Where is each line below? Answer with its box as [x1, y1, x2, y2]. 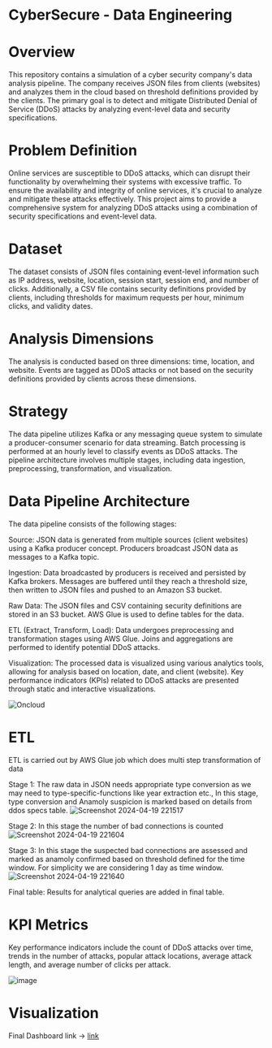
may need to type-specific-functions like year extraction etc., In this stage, [8, 788, 258, 798]
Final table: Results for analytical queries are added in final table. [8, 887, 225, 897]
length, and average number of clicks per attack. [8, 959, 171, 969]
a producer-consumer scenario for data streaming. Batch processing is [8, 437, 246, 448]
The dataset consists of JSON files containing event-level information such [8, 266, 260, 276]
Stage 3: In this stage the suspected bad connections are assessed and [8, 845, 248, 855]
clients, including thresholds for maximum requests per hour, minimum [8, 292, 244, 302]
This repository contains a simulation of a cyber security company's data [8, 70, 253, 80]
